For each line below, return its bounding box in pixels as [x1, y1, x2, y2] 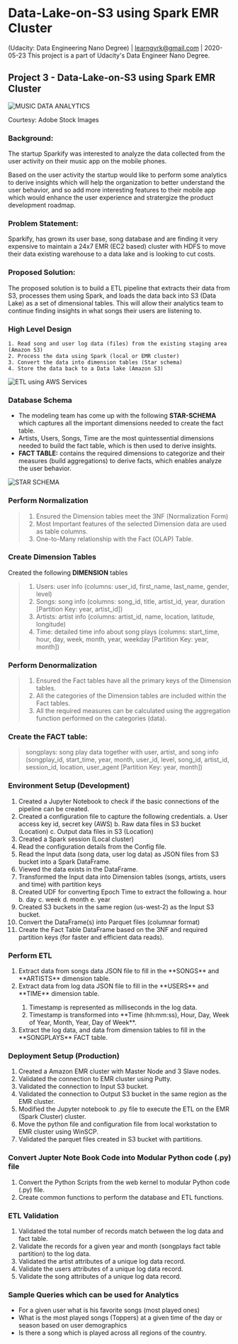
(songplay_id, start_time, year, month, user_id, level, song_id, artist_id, [25, 755, 229, 764]
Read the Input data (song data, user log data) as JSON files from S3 [18, 850, 219, 858]
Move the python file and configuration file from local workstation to [18, 1120, 217, 1129]
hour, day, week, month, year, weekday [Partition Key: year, [35, 634, 210, 644]
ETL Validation [8, 1210, 59, 1220]
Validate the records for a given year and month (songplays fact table [18, 1242, 221, 1250]
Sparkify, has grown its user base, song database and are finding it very [8, 234, 218, 243]
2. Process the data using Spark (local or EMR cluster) [8, 352, 180, 359]
